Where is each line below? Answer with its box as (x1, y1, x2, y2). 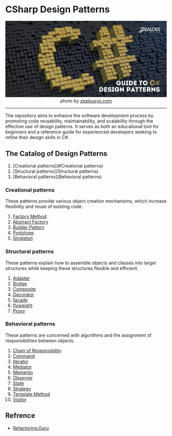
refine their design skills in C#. (5, 134, 70, 140)
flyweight (12, 302, 33, 308)
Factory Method (12, 214, 47, 220)
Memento (12, 369, 33, 375)
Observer (12, 375, 33, 381)
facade (12, 297, 28, 303)
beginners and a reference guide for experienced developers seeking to (5, 129, 157, 135)
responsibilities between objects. (5, 337, 75, 344)
